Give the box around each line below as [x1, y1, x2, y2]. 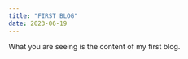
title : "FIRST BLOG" [8, 11, 79, 20]
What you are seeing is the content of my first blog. [8, 41, 181, 51]
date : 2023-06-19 [8, 19, 68, 27]
